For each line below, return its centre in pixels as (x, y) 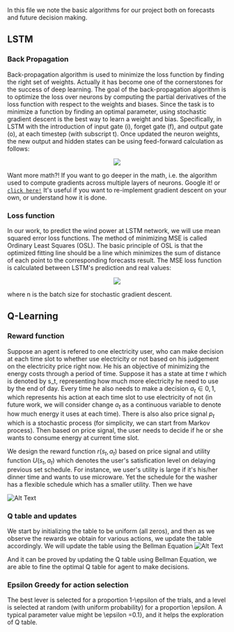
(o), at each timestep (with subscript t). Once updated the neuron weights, (114, 134)
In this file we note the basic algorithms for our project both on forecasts (111, 10)
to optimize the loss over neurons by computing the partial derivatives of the (117, 96)
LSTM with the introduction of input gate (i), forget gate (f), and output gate (115, 126)
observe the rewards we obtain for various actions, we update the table (110, 538)
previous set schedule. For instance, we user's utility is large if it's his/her (112, 469)
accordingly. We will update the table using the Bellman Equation (100, 546)
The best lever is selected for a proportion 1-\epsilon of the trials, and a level (117, 600)
